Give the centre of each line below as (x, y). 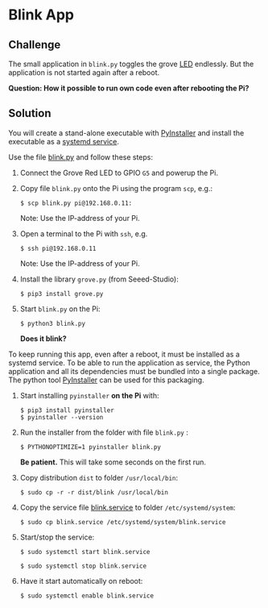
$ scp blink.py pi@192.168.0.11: (76, 203)
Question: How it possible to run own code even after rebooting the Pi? (129, 88)
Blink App (41, 15)
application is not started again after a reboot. (84, 73)
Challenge (35, 45)
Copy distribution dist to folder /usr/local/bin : (99, 477)
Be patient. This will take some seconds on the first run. (113, 462)
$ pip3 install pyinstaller (67, 410)
